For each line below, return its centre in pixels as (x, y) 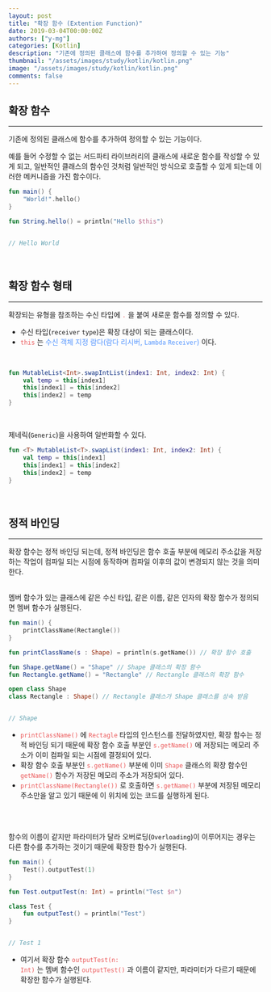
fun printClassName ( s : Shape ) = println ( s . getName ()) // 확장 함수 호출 (130, 652)
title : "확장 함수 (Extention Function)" (75, 23)
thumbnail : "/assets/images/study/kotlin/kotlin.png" (101, 61)
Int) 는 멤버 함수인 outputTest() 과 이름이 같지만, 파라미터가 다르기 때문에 (138, 969)
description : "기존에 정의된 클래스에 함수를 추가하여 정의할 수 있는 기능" (119, 53)
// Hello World (34, 243)
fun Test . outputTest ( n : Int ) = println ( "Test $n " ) (95, 892)
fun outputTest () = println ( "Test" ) (85, 914)
